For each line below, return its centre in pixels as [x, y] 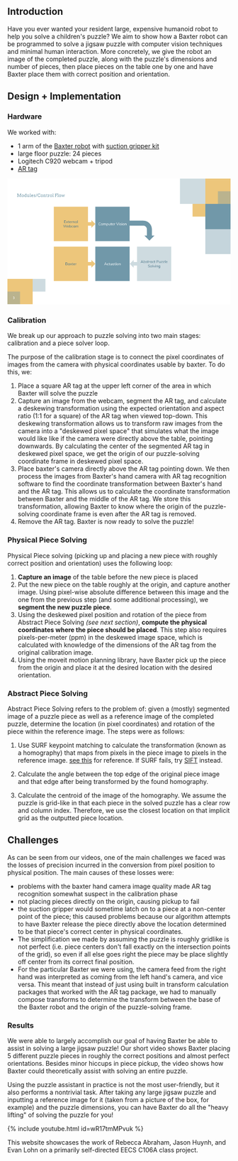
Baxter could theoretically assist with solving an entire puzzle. [97, 1071]
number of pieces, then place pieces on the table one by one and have [110, 66]
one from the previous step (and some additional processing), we [113, 599]
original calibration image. [55, 652]
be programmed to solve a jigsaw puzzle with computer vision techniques [115, 44]
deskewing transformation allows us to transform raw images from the [120, 424]
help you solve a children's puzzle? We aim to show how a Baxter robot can [118, 36]
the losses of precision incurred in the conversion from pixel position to [111, 865]
